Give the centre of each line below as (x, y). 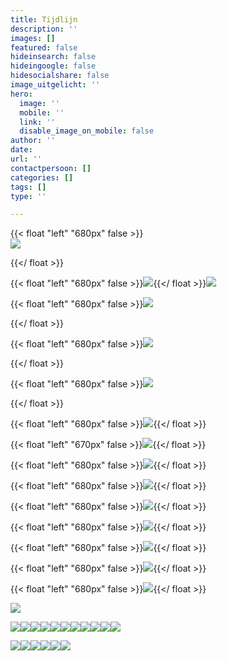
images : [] (33, 38)
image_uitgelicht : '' (55, 85)
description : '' (44, 29)
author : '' (33, 141)
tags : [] (28, 187)
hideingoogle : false (53, 66)
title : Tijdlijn (44, 19)
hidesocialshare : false (60, 76)
